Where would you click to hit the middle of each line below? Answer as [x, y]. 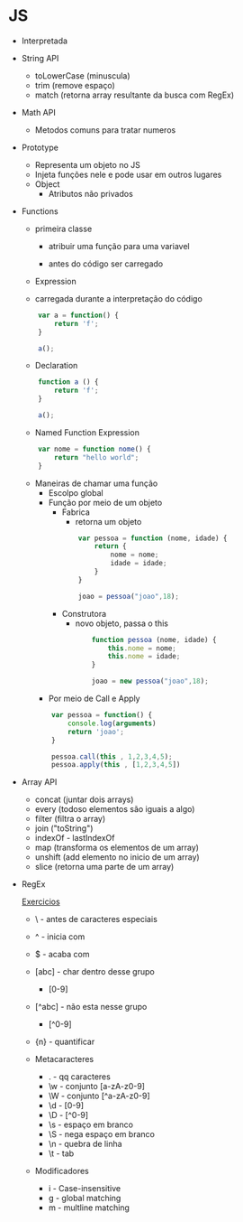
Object [47, 184]
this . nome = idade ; [144, 657]
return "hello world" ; [97, 457]
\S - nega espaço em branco [101, 1134]
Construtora [84, 613]
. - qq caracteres [80, 1077]
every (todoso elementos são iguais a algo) [115, 809]
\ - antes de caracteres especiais [96, 919]
